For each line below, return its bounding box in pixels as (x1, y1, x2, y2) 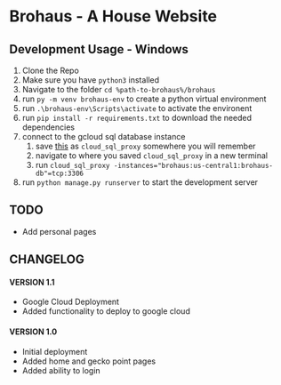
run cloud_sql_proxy (35, 160, 110, 170)
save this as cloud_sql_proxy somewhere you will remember (35, 140, 256, 151)
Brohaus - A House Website (9, 6, 218, 27)
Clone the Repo (21, 65, 80, 76)
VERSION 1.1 (9, 277, 55, 287)
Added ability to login (21, 365, 100, 375)
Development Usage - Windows (9, 42, 189, 57)
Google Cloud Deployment (21, 296, 120, 308)
